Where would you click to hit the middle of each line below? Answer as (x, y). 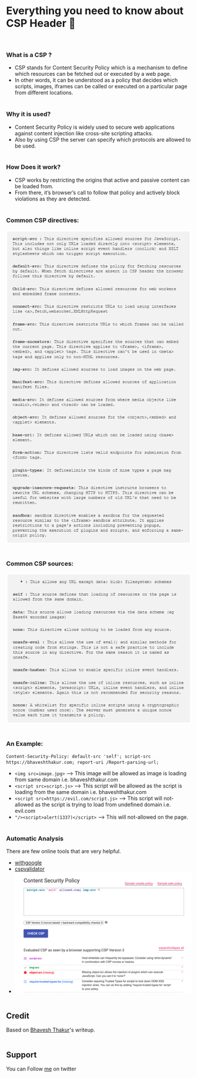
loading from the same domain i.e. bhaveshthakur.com (81, 792)
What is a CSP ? (29, 55)
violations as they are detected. (53, 199)
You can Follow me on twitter (41, 1069)
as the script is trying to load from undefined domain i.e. (103, 805)
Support (21, 1055)
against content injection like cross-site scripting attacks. (84, 133)
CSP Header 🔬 (41, 23)
